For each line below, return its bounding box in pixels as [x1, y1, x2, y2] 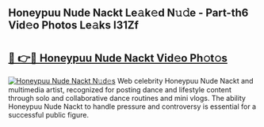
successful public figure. [8, 110, 90, 119]
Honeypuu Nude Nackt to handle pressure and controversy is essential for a [8, 102, 256, 111]
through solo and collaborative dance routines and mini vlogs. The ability [8, 94, 246, 103]
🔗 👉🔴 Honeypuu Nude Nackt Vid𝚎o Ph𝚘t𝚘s [8, 51, 228, 65]
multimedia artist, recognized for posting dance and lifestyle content [8, 85, 232, 94]
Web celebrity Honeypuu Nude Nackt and [117, 77, 254, 85]
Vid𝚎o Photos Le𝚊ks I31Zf [8, 19, 139, 32]
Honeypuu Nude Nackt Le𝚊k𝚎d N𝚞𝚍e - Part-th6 [8, 6, 249, 20]
